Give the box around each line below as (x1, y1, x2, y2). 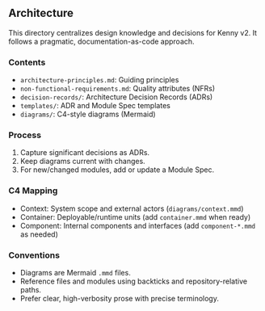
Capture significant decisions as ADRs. (19, 148, 150, 158)
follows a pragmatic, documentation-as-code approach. (8, 36, 196, 46)
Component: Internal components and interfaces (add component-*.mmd (19, 221, 256, 230)
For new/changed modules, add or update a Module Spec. (19, 165, 215, 174)
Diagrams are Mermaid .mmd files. (19, 268, 131, 277)
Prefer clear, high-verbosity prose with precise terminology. (19, 294, 220, 303)
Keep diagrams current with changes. (19, 157, 145, 166)
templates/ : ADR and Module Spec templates (19, 101, 171, 111)
